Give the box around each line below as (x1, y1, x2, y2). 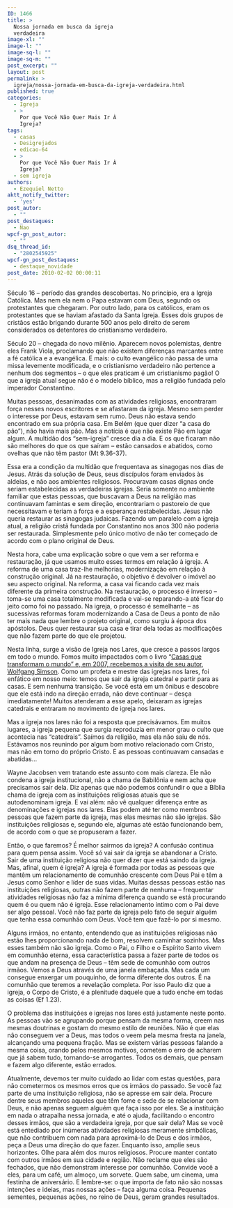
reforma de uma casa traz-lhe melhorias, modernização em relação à (7, 565, 206, 573)
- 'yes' (13, 198, 36, 206)
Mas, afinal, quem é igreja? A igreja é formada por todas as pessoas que (7, 863, 215, 871)
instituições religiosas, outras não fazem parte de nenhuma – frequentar (7, 885, 214, 894)
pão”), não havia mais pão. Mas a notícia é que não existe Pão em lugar (7, 427, 212, 435)
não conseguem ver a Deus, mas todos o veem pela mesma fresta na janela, (7, 1031, 226, 1039)
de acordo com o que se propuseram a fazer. (7, 827, 137, 836)
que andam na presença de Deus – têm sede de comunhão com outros (7, 958, 211, 966)
